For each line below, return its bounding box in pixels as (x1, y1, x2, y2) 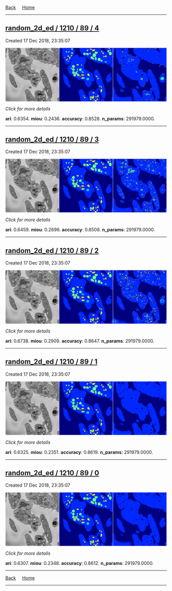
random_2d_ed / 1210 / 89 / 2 (5, 246, 99, 255)
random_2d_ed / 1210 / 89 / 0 (5, 468, 99, 477)
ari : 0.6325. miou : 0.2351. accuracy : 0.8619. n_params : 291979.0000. (5, 449, 154, 455)
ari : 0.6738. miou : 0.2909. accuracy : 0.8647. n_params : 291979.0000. (5, 338, 155, 344)
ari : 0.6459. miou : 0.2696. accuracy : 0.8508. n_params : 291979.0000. (5, 227, 155, 233)
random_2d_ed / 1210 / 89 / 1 (5, 358, 98, 366)
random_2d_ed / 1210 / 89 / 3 (5, 135, 99, 144)
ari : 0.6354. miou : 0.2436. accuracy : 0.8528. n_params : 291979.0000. (5, 115, 155, 122)
